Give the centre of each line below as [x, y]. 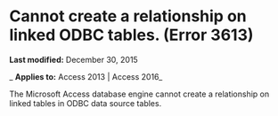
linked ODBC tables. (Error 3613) [131, 35]
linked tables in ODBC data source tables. [86, 103]
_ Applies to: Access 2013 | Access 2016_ [86, 76]
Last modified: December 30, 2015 [74, 59]
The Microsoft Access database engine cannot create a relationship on [139, 94]
